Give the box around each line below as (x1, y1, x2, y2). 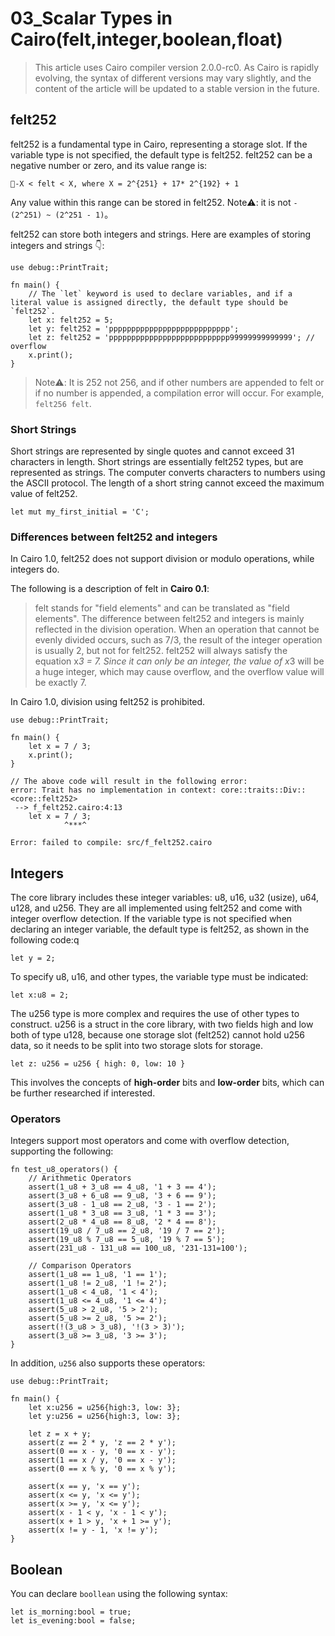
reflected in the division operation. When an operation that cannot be (34, 623, 320, 636)
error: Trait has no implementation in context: (10, 785, 217, 796)
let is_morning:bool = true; (10, 1607, 132, 1617)
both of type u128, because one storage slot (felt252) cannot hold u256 (10, 1029, 305, 1041)
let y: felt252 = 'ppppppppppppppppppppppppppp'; (28, 323, 240, 334)
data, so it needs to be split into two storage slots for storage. (10, 1040, 264, 1052)
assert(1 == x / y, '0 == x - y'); (28, 1455, 177, 1466)
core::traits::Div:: (220, 785, 307, 796)
